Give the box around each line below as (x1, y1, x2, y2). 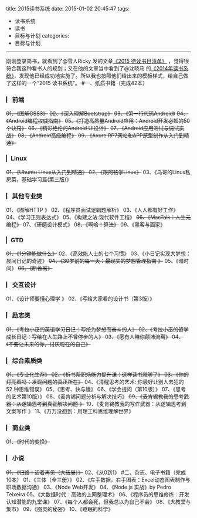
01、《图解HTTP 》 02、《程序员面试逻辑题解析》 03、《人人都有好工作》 (6, 206, 179, 213)
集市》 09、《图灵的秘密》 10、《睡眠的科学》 (6, 505, 113, 512)
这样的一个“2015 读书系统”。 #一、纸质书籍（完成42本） (11, 80, 148, 86)
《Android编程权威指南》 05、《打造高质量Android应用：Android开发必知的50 (6, 117, 191, 124)
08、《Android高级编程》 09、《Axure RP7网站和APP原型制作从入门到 (17, 132, 184, 139)
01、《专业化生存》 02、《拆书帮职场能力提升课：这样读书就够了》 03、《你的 (6, 371, 189, 378)
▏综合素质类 (6, 357, 43, 365)
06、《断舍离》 (17, 265, 53, 272)
